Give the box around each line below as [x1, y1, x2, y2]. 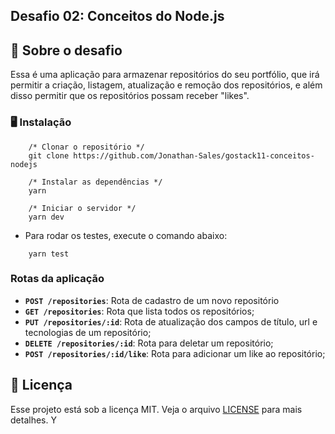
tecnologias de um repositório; [24, 326, 152, 338]
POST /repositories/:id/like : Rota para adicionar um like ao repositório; [24, 347, 326, 359]
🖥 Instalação [10, 115, 72, 129]
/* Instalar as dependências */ [28, 177, 163, 187]
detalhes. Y [10, 414, 57, 426]
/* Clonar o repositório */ [28, 142, 145, 152]
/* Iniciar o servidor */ [28, 203, 137, 213]
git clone [28, 150, 70, 161]
